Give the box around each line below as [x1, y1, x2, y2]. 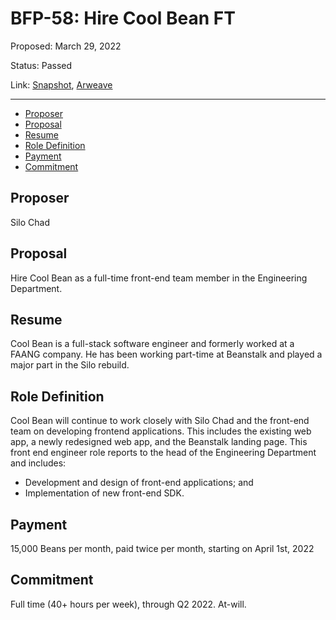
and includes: [10, 457, 67, 469]
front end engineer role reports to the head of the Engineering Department [10, 447, 317, 459]
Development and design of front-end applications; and [24, 477, 254, 489]
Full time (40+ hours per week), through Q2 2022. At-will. [10, 598, 247, 610]
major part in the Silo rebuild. [10, 359, 130, 371]
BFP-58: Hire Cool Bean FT [10, 7, 236, 30]
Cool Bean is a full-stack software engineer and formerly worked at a [10, 338, 295, 350]
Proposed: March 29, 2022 [10, 40, 122, 52]
